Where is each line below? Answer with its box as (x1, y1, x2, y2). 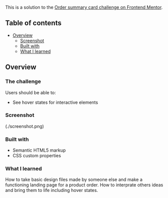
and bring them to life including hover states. (5, 187, 98, 193)
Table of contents (5, 19, 62, 27)
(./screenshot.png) (5, 123, 44, 129)
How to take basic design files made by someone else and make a (5, 176, 143, 183)
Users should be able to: (5, 89, 57, 95)
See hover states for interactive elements (12, 99, 98, 105)
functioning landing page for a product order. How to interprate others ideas (5, 182, 163, 188)
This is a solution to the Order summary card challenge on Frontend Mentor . (5, 5, 163, 10)
